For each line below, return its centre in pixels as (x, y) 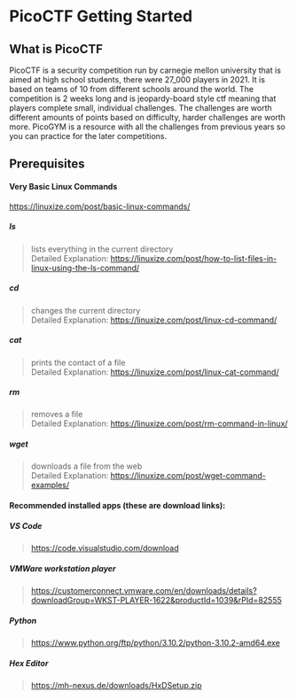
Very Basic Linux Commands (63, 186)
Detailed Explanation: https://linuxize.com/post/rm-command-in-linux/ (159, 423)
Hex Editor (29, 663)
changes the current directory (86, 310)
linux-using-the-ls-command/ (85, 268)
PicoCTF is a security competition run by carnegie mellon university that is (145, 70)
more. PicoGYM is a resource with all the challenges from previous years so (148, 127)
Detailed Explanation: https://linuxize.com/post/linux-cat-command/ (155, 372)
